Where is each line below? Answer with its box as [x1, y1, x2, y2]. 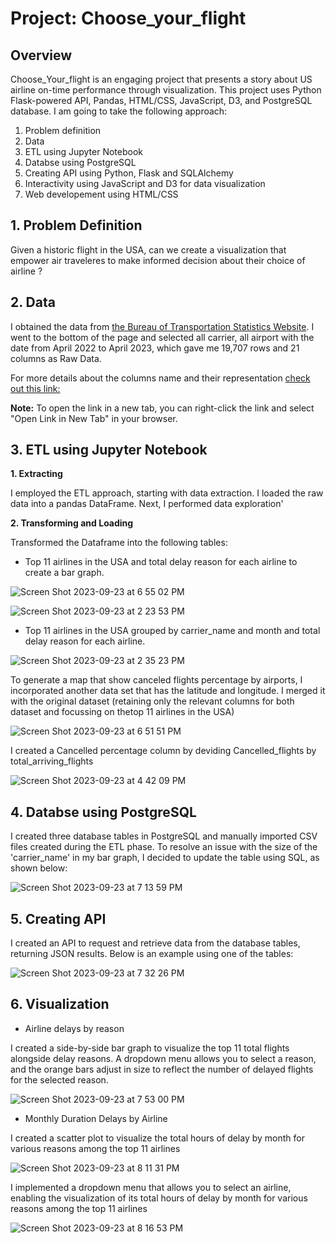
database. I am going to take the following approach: [10, 105, 228, 117]
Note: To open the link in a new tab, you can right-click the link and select [10, 402, 315, 414]
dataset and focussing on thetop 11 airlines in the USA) [10, 706, 235, 718]
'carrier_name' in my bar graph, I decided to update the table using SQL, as [10, 852, 320, 864]
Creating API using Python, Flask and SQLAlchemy [24, 167, 234, 179]
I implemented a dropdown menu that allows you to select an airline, [10, 1181, 292, 1193]
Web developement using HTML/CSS [24, 188, 179, 200]
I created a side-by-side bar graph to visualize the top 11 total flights [10, 1042, 290, 1054]
